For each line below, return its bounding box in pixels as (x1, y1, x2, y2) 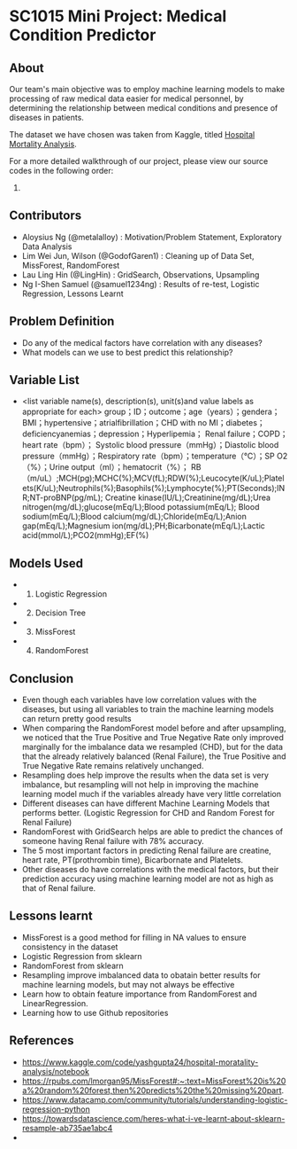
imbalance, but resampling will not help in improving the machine (21, 779, 259, 790)
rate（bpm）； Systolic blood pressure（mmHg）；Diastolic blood (43, 440, 279, 450)
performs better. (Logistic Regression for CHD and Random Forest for (21, 808, 276, 818)
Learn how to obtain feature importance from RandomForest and (21, 989, 258, 999)
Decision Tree (34, 607, 87, 618)
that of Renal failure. (21, 883, 96, 894)
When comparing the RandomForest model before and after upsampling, (21, 723, 286, 733)
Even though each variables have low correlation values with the (21, 694, 257, 706)
